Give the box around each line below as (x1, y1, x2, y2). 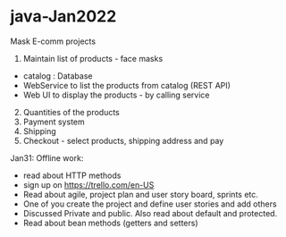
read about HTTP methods (22, 170, 122, 181)
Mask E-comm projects (10, 36, 97, 47)
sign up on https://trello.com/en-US (22, 179, 155, 190)
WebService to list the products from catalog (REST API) (22, 80, 231, 90)
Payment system (22, 116, 85, 127)
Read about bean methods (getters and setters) (22, 217, 199, 228)
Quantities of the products (22, 106, 120, 117)
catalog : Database (22, 70, 93, 81)
